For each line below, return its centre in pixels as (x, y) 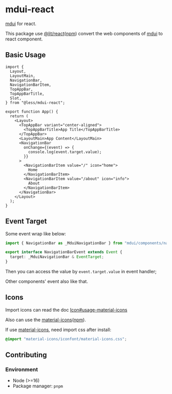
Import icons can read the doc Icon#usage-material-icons (66, 310)
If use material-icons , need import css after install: (58, 330)
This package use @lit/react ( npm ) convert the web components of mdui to (84, 33)
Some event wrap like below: (36, 233)
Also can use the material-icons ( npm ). (46, 320)
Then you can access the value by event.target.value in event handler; (81, 272)
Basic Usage (26, 55)
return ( (19, 116)
